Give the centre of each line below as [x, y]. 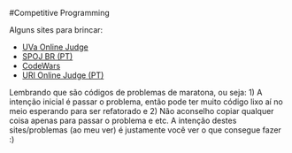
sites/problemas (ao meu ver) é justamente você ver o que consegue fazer [145, 130]
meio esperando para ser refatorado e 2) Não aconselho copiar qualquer [142, 111]
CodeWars [41, 66]
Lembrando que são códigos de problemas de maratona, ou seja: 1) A [136, 92]
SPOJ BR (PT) [47, 56]
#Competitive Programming [59, 13]
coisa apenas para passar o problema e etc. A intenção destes [123, 120]
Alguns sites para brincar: [56, 30]
